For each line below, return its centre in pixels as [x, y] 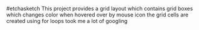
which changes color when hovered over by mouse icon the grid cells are [97, 15]
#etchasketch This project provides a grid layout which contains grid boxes [99, 9]
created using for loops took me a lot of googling [67, 21]
